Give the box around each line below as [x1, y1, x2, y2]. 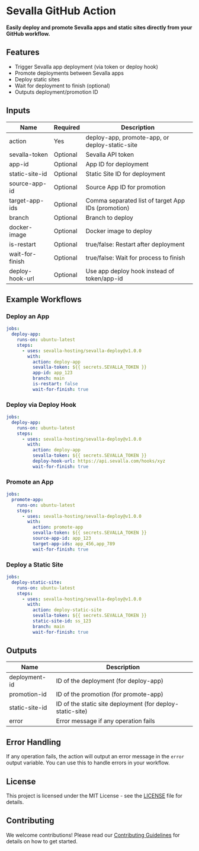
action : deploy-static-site [32, 607, 102, 613]
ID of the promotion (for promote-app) [56, 690, 164, 698]
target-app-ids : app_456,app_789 [32, 540, 115, 547]
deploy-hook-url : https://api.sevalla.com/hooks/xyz [32, 458, 166, 464]
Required [53, 123, 80, 131]
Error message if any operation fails [56, 717, 155, 725]
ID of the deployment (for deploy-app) [56, 677, 164, 685]
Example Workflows [6, 294, 82, 304]
